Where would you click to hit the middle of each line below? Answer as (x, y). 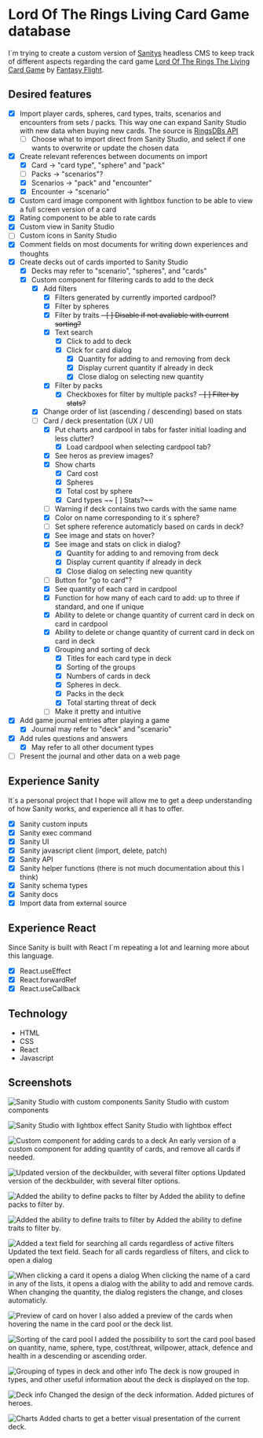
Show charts (75, 464)
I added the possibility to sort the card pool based (175, 1339)
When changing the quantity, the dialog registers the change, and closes (126, 1292)
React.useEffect (45, 971)
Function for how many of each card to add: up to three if (147, 597)
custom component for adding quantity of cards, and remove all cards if (124, 1149)
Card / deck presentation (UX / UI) (99, 420)
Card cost (82, 473)
